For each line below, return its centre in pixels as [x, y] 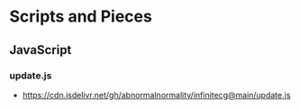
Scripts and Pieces [81, 17]
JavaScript [41, 50]
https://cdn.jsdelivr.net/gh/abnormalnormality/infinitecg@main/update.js [156, 95]
